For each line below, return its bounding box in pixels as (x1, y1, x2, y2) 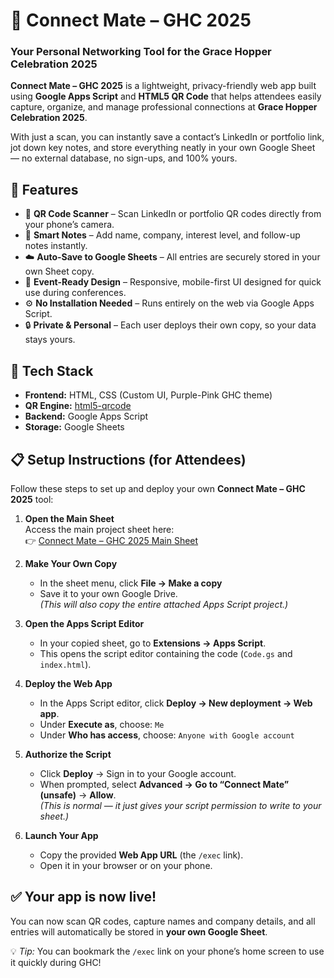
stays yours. (24, 334, 76, 346)
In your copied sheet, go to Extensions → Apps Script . (39, 637, 267, 649)
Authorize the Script (24, 748, 112, 760)
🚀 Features (10, 181, 79, 198)
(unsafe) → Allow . (39, 789, 117, 801)
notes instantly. (24, 240, 88, 252)
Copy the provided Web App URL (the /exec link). (39, 849, 244, 861)
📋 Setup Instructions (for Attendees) (10, 451, 247, 468)
